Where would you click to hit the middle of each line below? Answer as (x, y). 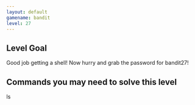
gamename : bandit (28, 18)
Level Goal (27, 48)
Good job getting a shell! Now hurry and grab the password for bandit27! (97, 63)
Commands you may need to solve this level (92, 82)
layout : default (27, 12)
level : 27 (19, 23)
